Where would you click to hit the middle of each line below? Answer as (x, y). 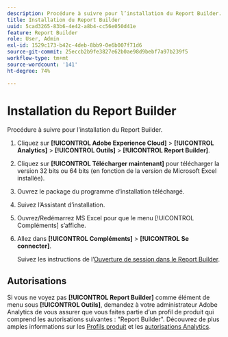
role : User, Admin (33, 39)
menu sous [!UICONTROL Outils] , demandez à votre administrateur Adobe (112, 305)
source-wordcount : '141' (42, 65)
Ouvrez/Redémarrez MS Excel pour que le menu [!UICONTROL (105, 218)
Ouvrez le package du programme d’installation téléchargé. (101, 191)
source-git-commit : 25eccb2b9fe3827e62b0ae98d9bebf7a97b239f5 (98, 52)
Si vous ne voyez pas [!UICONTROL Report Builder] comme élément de (109, 298)
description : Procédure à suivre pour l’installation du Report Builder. (115, 13)
